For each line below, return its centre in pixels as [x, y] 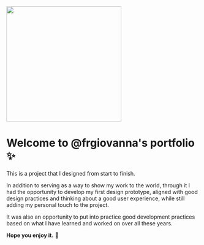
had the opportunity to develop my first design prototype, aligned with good [102, 192]
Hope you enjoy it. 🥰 [32, 235]
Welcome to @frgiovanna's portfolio [100, 143]
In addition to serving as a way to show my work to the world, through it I [98, 185]
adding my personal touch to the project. [58, 204]
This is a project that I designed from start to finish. [71, 173]
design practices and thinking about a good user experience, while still [96, 198]
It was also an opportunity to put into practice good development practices [101, 217]
